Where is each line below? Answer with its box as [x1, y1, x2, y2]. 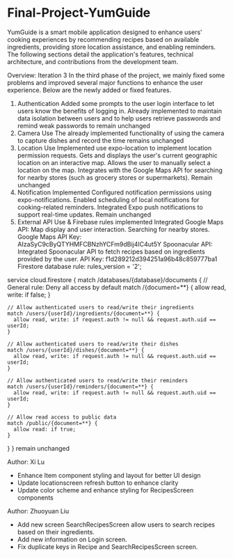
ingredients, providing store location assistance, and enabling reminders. [7, 42, 216, 51]
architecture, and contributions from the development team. [7, 57, 179, 65]
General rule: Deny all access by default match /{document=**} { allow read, [7, 283, 227, 291]
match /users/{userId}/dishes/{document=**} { [7, 346, 145, 353]
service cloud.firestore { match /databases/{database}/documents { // [7, 275, 208, 284]
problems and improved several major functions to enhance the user [7, 78, 204, 86]
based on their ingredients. [17, 527, 95, 536]
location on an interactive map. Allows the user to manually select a [17, 158, 211, 166]
